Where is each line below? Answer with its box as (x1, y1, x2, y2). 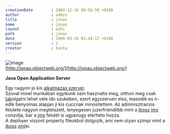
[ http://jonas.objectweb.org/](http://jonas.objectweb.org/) (5, 65, 128, 71)
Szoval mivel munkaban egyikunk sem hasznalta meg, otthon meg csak (5, 90, 156, 96)
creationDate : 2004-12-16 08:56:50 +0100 (5, 7, 114, 13)
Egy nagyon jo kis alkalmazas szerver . (5, 85, 86, 91)
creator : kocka (5, 46, 68, 51)
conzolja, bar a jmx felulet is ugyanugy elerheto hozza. (5, 112, 121, 118)
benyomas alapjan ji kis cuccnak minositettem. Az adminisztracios (15, 101, 155, 107)
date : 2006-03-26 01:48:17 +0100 (5, 36, 114, 41)
